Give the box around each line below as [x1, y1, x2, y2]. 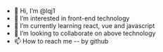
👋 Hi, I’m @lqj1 [13, 7, 56, 15]
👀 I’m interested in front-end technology [13, 14, 130, 22]
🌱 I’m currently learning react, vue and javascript [13, 22, 155, 30]
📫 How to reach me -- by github [13, 37, 109, 45]
